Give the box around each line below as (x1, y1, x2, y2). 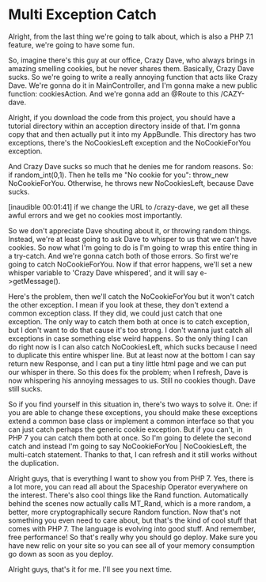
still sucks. (8, 384, 43, 393)
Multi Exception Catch (8, 6, 157, 24)
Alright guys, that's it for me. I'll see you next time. (8, 564, 173, 574)
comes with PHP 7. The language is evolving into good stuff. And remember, (8, 523, 256, 533)
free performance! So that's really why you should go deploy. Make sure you (8, 532, 258, 542)
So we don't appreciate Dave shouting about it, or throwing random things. (8, 225, 252, 235)
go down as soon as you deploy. (8, 549, 114, 558)
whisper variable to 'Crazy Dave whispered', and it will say (8, 267, 199, 278)
